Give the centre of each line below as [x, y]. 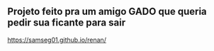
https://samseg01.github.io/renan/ [57, 40]
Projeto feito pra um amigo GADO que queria [107, 12]
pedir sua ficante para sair [67, 23]
